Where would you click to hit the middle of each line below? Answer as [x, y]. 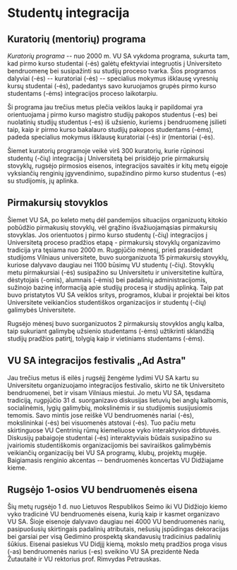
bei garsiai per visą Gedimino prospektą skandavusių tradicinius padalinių [114, 537]
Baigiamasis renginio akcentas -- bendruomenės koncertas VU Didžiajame [116, 460]
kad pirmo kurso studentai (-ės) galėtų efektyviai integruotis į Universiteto [115, 63]
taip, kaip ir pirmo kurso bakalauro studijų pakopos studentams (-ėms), [110, 129]
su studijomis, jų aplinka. [43, 181]
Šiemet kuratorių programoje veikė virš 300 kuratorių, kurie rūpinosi [106, 151]
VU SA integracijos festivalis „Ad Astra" [97, 361]
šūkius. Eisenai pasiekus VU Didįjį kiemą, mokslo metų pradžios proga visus [117, 544]
